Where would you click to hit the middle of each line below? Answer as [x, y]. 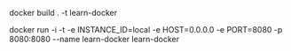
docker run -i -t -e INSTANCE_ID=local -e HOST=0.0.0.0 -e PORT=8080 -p [146, 29]
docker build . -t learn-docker [63, 13]
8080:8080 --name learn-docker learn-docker [94, 39]
